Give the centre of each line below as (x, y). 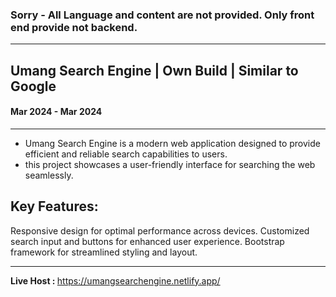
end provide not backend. (74, 27)
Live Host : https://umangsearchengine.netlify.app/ (115, 280)
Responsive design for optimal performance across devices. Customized (160, 230)
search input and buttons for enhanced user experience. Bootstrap (147, 241)
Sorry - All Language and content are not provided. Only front (162, 15)
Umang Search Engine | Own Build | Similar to (154, 70)
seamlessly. (49, 175)
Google (33, 86)
